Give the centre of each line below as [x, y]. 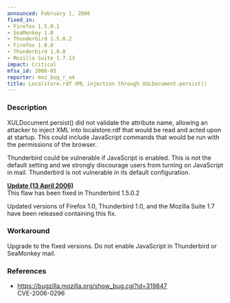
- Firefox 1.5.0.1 [33, 26]
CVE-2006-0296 [41, 293]
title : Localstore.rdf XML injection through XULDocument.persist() [107, 84]
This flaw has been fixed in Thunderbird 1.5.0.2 [73, 193]
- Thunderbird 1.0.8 [37, 52]
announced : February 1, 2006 [49, 13]
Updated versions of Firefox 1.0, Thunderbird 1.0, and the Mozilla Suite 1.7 [111, 206]
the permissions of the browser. [52, 144]
